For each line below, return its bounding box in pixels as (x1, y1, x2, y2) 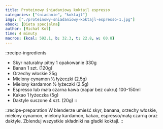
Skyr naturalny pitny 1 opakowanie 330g (12, 59, 97, 66)
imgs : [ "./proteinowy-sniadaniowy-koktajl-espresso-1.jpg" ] (5, 17, 136, 22)
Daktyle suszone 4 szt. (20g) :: (12, 97, 77, 103)
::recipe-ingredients (5, 49, 47, 56)
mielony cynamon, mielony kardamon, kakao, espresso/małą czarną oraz (5, 112, 158, 118)
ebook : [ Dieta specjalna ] (5, 21, 60, 27)
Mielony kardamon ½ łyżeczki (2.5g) (12, 81, 89, 87)
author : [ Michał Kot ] (5, 26, 51, 31)
